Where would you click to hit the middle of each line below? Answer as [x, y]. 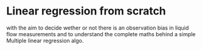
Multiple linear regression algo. [45, 40]
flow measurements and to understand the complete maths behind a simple [101, 34]
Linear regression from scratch [86, 11]
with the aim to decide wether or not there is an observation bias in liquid [98, 28]
